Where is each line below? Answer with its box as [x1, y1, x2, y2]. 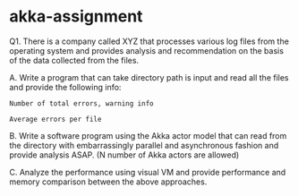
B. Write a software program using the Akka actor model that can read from [9, 130, 287, 141]
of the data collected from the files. [9, 55, 140, 65]
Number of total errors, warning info [9, 98, 154, 108]
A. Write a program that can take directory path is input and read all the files [9, 72, 289, 82]
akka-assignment [9, 6, 143, 27]
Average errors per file [9, 115, 102, 124]
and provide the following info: [9, 81, 122, 92]
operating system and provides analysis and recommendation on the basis [9, 45, 285, 55]
